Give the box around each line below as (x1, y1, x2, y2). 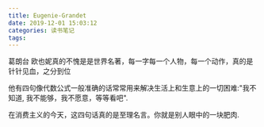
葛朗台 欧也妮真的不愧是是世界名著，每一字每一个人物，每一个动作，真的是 (8, 56, 254, 66)
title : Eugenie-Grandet (8, 11, 87, 20)
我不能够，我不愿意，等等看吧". (25, 93, 128, 103)
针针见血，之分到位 (8, 67, 71, 76)
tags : (8, 33, 26, 42)
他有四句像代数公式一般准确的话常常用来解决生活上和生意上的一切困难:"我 (8, 83, 250, 93)
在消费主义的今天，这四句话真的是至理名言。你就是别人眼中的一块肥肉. (8, 110, 240, 120)
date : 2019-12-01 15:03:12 (8, 19, 98, 27)
